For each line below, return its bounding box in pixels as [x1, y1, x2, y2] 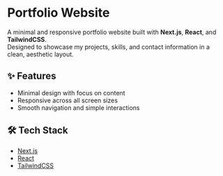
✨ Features [7, 70, 56, 82]
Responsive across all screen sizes [17, 96, 118, 104]
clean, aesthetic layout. [7, 50, 75, 58]
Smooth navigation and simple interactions [17, 103, 141, 112]
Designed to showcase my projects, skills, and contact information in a [7, 42, 210, 51]
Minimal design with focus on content [17, 88, 125, 97]
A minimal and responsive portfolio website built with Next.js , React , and [7, 28, 217, 36]
